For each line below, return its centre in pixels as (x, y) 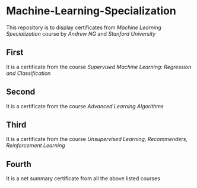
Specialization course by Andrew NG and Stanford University (81, 33)
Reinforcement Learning (36, 145)
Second (21, 92)
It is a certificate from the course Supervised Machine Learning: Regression (99, 67)
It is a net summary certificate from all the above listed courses (83, 178)
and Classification (28, 73)
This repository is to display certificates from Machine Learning (84, 27)
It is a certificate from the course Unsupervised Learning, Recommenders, (97, 139)
